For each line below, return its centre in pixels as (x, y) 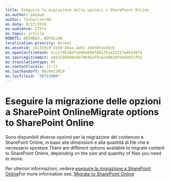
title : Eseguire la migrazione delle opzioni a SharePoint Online (77, 10)
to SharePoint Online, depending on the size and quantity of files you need (83, 153)
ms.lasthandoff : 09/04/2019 (35, 72)
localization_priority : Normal (38, 43)
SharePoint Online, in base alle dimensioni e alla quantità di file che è (77, 142)
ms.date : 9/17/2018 (26, 24)
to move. (15, 159)
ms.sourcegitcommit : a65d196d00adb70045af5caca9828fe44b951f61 (74, 57)
